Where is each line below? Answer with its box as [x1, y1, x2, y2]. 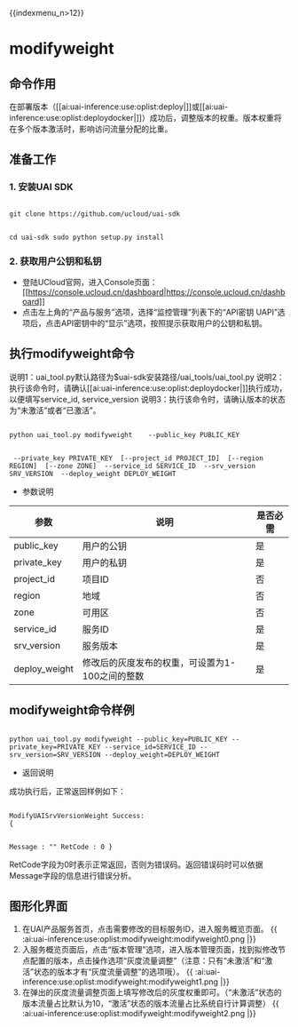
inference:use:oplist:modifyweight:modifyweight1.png [21, 976, 219, 987]
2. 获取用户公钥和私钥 [9, 255, 102, 267]
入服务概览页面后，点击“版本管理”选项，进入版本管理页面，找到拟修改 [21, 944, 278, 955]
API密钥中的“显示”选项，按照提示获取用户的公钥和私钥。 [60, 317, 268, 328]
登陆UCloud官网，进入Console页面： [21, 276, 158, 287]
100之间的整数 [82, 670, 145, 682]
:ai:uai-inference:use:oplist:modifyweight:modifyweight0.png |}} [21, 934, 257, 944]
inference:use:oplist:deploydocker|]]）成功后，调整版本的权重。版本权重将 [9, 113, 282, 123]
